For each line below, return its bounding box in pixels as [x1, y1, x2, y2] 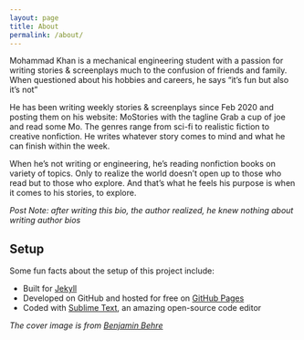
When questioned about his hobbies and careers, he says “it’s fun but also [9, 75, 289, 86]
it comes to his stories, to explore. [9, 188, 137, 199]
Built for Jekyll [22, 283, 78, 294]
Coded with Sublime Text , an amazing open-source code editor [22, 303, 262, 314]
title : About [9, 22, 59, 31]
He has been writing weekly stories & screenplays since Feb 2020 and [9, 102, 274, 113]
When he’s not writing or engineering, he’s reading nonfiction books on [9, 159, 276, 170]
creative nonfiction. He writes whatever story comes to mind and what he [9, 131, 286, 142]
